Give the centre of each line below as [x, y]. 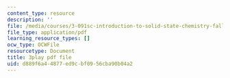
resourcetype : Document [41, 52]
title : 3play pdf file [39, 58]
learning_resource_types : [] [49, 39]
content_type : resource [41, 13]
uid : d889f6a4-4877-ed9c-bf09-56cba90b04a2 [70, 64]
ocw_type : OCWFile [33, 45]
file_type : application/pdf [47, 32]
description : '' [30, 20]
